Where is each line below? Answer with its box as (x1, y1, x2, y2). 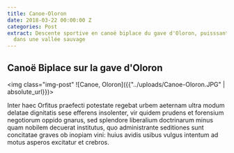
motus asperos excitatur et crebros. (7, 138, 110, 146)
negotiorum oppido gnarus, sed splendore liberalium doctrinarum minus (7, 115, 214, 124)
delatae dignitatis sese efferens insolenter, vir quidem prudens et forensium (7, 108, 224, 117)
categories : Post (7, 23, 58, 30)
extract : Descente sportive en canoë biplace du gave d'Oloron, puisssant (7, 29, 229, 37)
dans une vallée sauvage (13, 36, 86, 43)
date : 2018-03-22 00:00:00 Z (7, 17, 92, 24)
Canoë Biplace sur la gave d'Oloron (7, 62, 163, 74)
